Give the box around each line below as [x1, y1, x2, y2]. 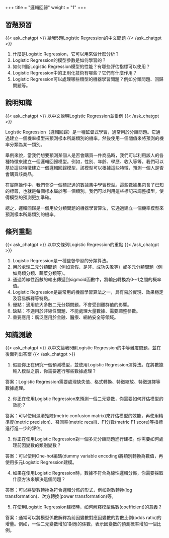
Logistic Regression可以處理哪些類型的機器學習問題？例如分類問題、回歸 [12, 76, 163, 82]
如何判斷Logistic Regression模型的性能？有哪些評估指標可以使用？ [12, 63, 150, 69]
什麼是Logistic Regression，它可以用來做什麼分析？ [12, 51, 120, 57]
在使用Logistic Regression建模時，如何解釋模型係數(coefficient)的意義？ [12, 504, 162, 510]
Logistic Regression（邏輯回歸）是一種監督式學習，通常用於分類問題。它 [5, 129, 156, 135]
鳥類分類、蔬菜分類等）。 [17, 270, 68, 276]
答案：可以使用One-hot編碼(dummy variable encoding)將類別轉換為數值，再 [5, 453, 163, 459]
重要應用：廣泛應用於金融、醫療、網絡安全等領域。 [12, 314, 119, 321]
